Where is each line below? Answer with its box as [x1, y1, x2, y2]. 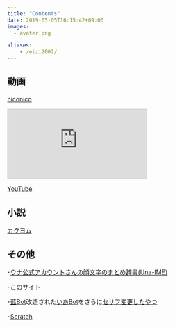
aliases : [7, 42, 33, 49]
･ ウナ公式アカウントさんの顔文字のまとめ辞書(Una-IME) [7, 268, 168, 276]
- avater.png [13, 29, 51, 37]
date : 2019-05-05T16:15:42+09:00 [7, 17, 104, 24]
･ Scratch [7, 312, 33, 321]
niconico [7, 94, 33, 103]
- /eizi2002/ [19, 49, 58, 56]
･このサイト [7, 283, 41, 292]
